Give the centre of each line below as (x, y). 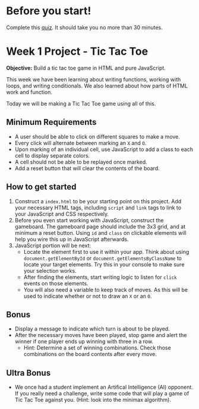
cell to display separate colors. (52, 155)
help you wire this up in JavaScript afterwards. (72, 239)
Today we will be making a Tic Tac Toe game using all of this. (81, 103)
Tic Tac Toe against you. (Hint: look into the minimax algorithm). (93, 400)
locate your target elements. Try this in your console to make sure (104, 264)
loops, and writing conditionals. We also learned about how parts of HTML (97, 86)
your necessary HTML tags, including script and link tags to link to (98, 207)
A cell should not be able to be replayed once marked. (81, 162)
